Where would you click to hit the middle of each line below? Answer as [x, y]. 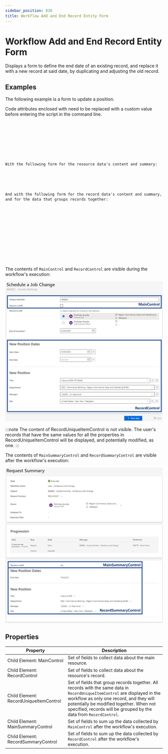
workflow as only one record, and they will [111, 698]
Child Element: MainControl [35, 660]
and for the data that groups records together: [57, 199]
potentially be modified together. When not [112, 704]
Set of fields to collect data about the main [111, 658]
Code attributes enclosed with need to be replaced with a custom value [79, 109]
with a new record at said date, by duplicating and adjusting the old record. [82, 71]
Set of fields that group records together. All [113, 682]
